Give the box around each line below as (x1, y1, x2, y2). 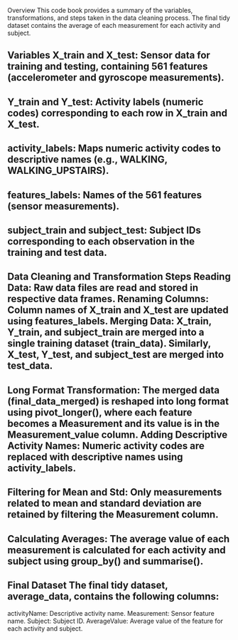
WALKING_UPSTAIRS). (7, 165, 109, 177)
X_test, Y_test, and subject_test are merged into (7, 349, 225, 361)
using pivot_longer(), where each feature (7, 406, 193, 418)
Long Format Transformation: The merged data (7, 384, 220, 396)
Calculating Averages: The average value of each (7, 532, 230, 544)
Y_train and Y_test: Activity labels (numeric (7, 96, 204, 108)
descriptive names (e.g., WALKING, (7, 153, 168, 166)
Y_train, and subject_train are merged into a (7, 326, 205, 339)
